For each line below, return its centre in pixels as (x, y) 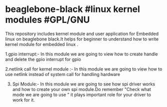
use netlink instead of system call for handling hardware (63, 74)
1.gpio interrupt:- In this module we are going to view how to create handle (82, 54)
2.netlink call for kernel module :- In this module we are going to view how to (84, 69)
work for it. (23, 100)
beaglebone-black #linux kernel (73, 9)
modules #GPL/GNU (48, 20)
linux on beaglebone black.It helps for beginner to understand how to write (82, 39)
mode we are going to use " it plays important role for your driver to (82, 94)
